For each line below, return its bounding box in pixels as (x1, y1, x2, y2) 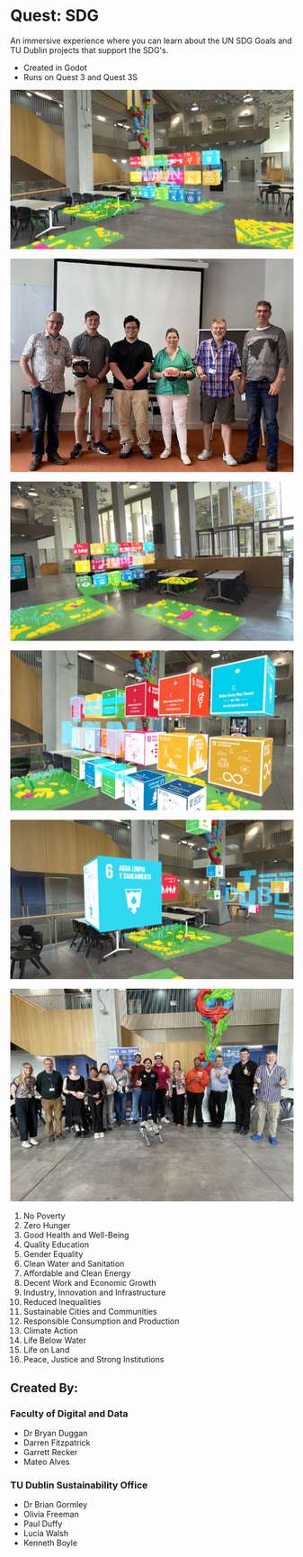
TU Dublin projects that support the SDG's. (10, 44, 169, 55)
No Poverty (22, 1210, 66, 1221)
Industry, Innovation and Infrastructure (22, 1287, 166, 1298)
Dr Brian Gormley (22, 1499, 88, 1510)
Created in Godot (22, 62, 88, 73)
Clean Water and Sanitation (22, 1258, 125, 1270)
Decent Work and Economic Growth (22, 1278, 156, 1289)
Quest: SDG (10, 5, 100, 26)
